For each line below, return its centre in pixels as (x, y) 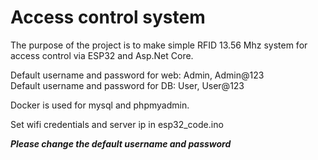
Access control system (108, 17)
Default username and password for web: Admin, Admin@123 (137, 75)
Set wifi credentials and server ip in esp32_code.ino (117, 124)
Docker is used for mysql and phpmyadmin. (100, 105)
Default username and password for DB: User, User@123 (127, 85)
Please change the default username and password (121, 143)
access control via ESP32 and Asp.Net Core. (102, 55)
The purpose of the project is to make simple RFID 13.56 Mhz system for (159, 45)
